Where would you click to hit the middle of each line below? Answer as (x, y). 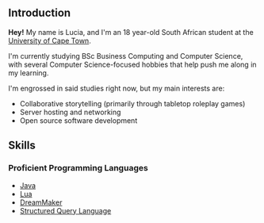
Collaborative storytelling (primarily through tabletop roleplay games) (132, 103)
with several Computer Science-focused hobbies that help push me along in (132, 64)
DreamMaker (41, 202)
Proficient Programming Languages (78, 168)
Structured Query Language (65, 210)
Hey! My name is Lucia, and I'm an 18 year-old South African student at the (131, 32)
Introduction (40, 13)
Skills (22, 146)
